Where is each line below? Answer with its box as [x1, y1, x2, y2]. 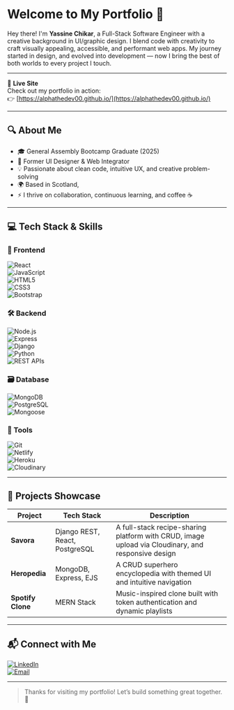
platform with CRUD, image [116, 531, 205, 541]
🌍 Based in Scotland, [17, 180, 79, 188]
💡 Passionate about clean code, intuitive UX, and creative [17, 164, 182, 173]
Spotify [10, 593, 36, 603]
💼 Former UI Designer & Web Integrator [17, 157, 130, 165]
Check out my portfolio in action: [7, 86, 101, 95]
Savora [10, 536, 35, 545]
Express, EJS [55, 573, 98, 583]
